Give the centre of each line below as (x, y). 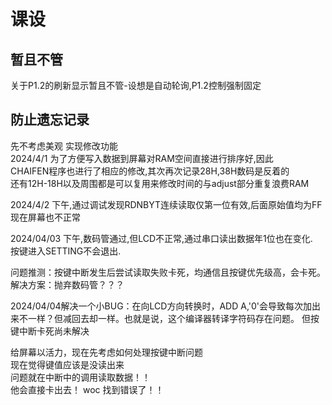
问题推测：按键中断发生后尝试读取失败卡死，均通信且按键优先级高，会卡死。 (168, 272)
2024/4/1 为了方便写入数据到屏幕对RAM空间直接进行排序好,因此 (142, 158)
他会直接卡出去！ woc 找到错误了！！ (87, 389)
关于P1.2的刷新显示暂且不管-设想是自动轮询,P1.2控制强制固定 (136, 85)
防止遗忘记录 (50, 120)
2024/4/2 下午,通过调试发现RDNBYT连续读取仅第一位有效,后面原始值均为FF (166, 204)
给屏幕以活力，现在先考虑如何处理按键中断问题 (106, 352)
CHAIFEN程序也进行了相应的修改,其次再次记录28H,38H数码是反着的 (150, 171)
